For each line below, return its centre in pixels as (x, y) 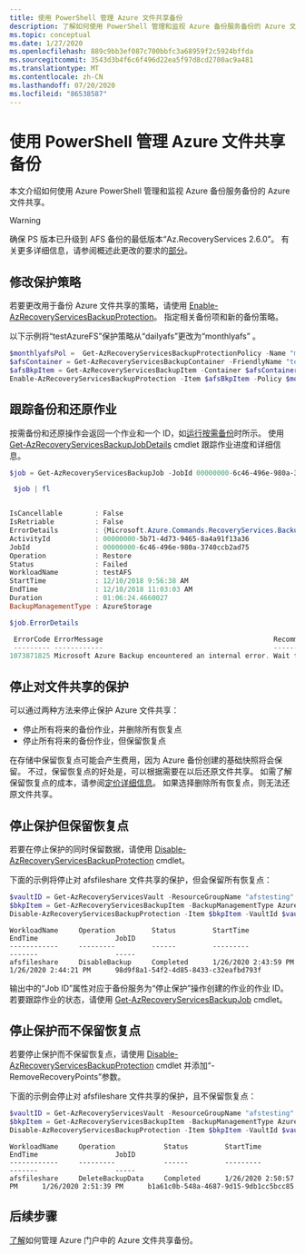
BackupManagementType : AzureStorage (81, 606)
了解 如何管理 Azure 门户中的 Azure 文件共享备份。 (103, 1239)
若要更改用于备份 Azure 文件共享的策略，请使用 (98, 306)
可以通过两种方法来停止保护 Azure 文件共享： (94, 710)
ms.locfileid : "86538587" (58, 94)
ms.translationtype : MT (54, 69)
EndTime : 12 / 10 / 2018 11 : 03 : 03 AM (101, 590)
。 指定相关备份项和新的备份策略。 (219, 317)
